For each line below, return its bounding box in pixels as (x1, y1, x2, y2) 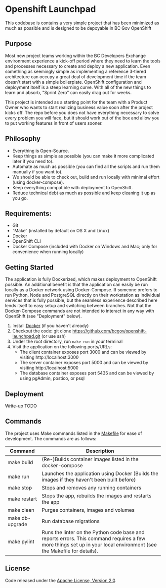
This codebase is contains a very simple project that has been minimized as (5, 20, 160, 26)
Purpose (5, 40, 32, 48)
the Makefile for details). (41, 547, 98, 554)
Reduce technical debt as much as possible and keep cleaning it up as (12, 190, 156, 196)
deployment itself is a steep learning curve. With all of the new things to (5, 84, 151, 90)
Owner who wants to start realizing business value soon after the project (5, 104, 153, 110)
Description (86, 447, 115, 454)
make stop (7, 484, 32, 491)
